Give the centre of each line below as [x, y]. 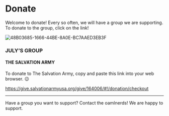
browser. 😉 [17, 79]
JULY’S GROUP [24, 50]
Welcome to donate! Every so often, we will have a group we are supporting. [84, 22]
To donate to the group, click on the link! [47, 27]
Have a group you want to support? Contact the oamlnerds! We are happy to [84, 103]
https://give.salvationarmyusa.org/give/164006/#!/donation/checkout [77, 88]
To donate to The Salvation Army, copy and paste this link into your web [80, 73]
